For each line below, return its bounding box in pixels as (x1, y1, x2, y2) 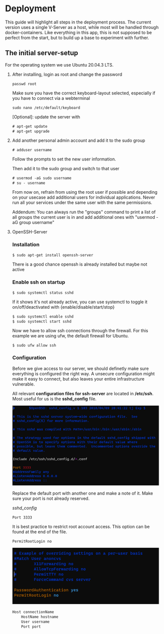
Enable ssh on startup (12, 278, 65, 285)
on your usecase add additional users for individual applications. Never (12, 194, 155, 200)
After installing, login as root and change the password (12, 71, 123, 77)
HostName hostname (21, 614, 59, 619)
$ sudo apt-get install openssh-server (12, 253, 94, 258)
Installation (12, 241, 40, 248)
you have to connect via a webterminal (12, 95, 90, 101)
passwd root (12, 81, 37, 86)
